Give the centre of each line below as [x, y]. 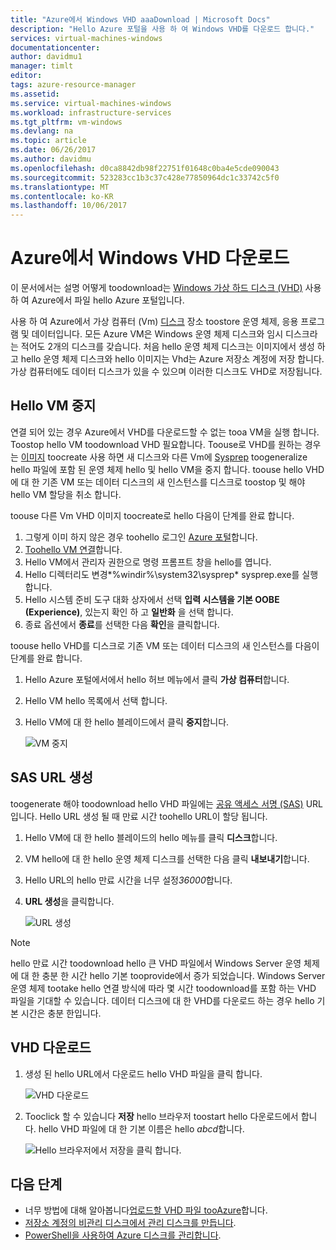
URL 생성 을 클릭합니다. [69, 901]
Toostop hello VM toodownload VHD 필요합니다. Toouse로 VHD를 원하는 [156, 444]
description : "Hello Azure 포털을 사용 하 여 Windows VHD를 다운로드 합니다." [162, 29]
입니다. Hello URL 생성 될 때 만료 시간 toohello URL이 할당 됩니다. [139, 816]
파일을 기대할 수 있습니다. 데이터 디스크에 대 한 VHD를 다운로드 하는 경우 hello [162, 1000]
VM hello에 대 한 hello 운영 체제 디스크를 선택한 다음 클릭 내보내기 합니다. [167, 858]
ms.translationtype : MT [60, 187]
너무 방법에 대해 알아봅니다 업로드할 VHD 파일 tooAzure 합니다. [146, 1210]
